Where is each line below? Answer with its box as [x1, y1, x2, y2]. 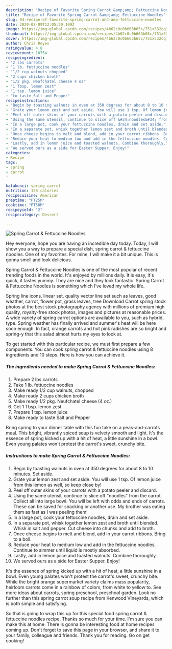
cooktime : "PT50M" [6, 202, 45, 207]
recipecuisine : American [6, 193, 59, 198]
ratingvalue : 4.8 [6, 46, 43, 51]
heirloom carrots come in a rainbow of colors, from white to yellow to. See [6, 584, 162, 591]
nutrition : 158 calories [6, 188, 59, 194]
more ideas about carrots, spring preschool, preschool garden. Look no [6, 590, 156, 596]
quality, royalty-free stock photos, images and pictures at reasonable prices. [6, 309, 166, 316]
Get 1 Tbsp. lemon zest [13, 404, 62, 410]
